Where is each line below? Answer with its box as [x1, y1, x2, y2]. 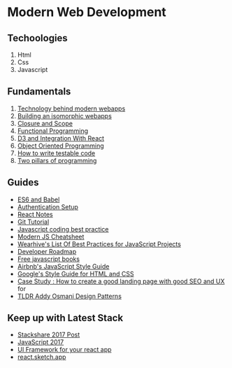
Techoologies [7, 32, 68, 44]
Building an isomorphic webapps [17, 111, 112, 120]
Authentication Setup [17, 202, 79, 211]
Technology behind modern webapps [17, 104, 126, 113]
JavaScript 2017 [17, 338, 64, 346]
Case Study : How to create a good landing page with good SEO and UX [17, 277, 225, 285]
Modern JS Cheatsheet [17, 232, 85, 241]
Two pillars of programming [17, 156, 97, 164]
